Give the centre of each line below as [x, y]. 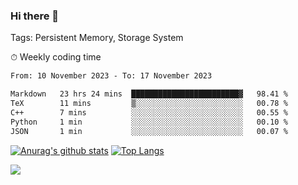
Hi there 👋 [35, 16]
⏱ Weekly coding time [56, 57]
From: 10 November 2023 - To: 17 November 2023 [111, 76]
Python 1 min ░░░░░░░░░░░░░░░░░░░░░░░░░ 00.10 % [149, 122]
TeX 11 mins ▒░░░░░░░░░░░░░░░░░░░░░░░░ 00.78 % [149, 104]
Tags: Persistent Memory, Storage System [97, 38]
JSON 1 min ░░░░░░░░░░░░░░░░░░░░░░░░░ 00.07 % [149, 131]
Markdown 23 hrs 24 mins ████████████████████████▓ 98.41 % [149, 94]
